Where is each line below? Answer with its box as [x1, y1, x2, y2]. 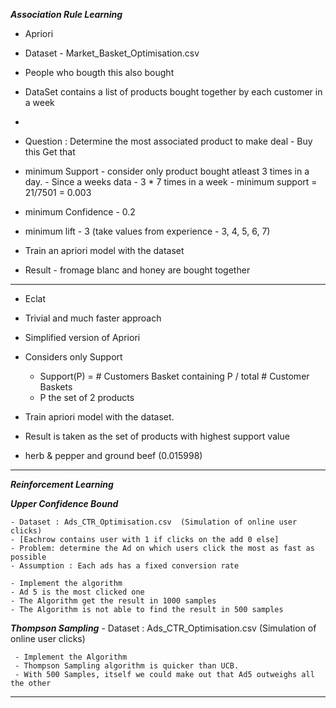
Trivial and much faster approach [24, 312, 162, 324]
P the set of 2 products [39, 392, 135, 403]
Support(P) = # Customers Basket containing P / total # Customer [39, 370, 310, 382]
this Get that [24, 146, 76, 158]
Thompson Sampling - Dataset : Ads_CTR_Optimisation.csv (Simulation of [10, 622, 317, 634]
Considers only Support [24, 351, 123, 363]
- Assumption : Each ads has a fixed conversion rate [10, 561, 240, 571]
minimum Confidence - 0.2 [24, 206, 136, 218]
